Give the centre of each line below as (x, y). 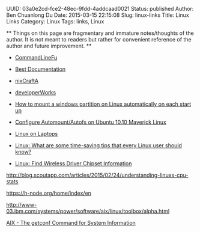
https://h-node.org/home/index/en (49, 193)
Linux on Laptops (36, 134)
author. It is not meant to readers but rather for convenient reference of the (99, 39)
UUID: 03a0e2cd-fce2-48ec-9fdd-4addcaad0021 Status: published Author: (100, 9)
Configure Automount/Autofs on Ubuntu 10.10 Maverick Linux (90, 122)
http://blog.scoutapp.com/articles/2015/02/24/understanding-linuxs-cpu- (97, 175)
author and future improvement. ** (49, 46)
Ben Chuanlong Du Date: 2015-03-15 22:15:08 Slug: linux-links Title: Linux (98, 15)
